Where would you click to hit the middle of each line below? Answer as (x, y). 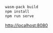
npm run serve (20, 16)
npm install (17, 11)
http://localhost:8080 (26, 25)
